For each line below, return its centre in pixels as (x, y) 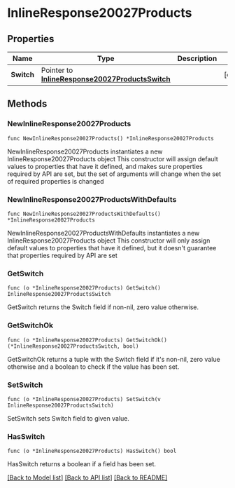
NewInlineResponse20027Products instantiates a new (85, 151)
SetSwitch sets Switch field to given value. (68, 418)
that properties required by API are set (62, 255)
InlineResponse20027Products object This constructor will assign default (113, 158)
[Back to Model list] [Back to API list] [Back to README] (87, 477)
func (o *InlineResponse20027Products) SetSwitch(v (84, 399)
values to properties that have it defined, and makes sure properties (105, 166)
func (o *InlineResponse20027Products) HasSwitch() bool (92, 451)
